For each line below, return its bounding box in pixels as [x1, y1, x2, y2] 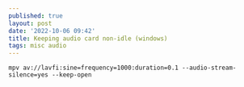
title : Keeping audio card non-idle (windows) [8, 34, 168, 43]
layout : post [8, 19, 53, 27]
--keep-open [51, 71, 92, 79]
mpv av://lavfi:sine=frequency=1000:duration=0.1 [8, 64, 179, 72]
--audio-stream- [181, 64, 237, 72]
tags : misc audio [8, 42, 67, 50]
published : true [8, 11, 63, 20]
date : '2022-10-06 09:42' [8, 27, 95, 35]
